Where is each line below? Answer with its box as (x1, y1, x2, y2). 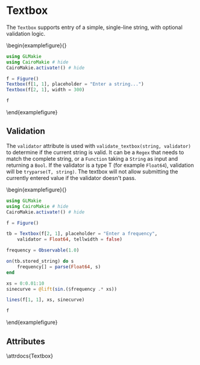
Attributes (6, 336, 45, 346)
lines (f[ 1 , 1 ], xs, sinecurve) (6, 297, 85, 303)
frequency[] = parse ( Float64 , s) (17, 263, 101, 270)
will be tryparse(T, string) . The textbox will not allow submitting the (6, 167, 178, 175)
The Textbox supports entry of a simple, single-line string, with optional (6, 24, 183, 31)
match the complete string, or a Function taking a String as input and (6, 155, 178, 162)
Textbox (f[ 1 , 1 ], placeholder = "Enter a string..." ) (6, 81, 145, 88)
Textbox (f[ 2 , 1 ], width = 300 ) (6, 87, 85, 93)
